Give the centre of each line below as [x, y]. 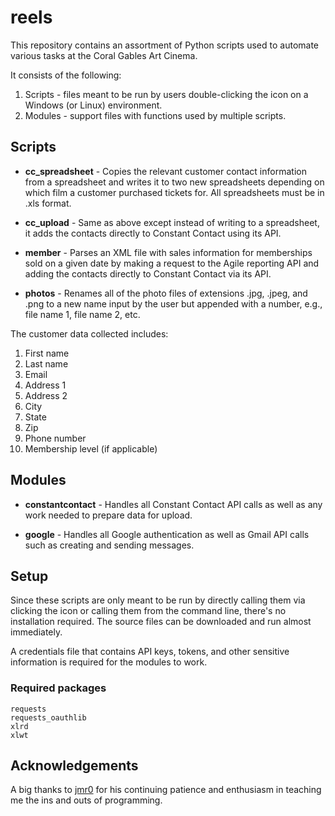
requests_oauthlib [48, 717]
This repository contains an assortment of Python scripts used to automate [165, 45]
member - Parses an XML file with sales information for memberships [168, 252]
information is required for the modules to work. [109, 662]
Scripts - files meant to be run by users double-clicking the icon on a [166, 94]
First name [47, 353]
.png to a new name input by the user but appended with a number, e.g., [173, 303]
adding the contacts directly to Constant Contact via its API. [148, 273]
